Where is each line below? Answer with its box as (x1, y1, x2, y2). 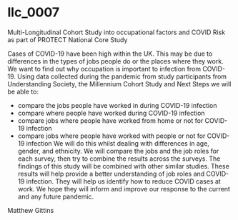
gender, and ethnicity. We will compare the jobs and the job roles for (17, 146, 219, 155)
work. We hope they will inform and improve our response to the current (17, 184, 231, 193)
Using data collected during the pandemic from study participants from (16, 72, 227, 81)
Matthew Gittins (7, 206, 54, 214)
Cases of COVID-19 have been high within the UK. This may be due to (7, 49, 213, 58)
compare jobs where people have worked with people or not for (17, 131, 206, 140)
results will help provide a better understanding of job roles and (17, 169, 205, 178)
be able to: (7, 87, 39, 96)
